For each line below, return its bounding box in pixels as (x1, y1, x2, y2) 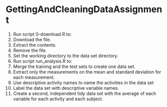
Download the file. (13, 37, 51, 43)
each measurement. (13, 74, 55, 80)
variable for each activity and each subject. (13, 95, 103, 102)
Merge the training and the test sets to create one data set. (13, 63, 136, 69)
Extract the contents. (13, 42, 57, 48)
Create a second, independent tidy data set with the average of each (13, 90, 156, 96)
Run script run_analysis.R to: (13, 58, 73, 64)
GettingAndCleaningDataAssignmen (6, 4, 162, 15)
